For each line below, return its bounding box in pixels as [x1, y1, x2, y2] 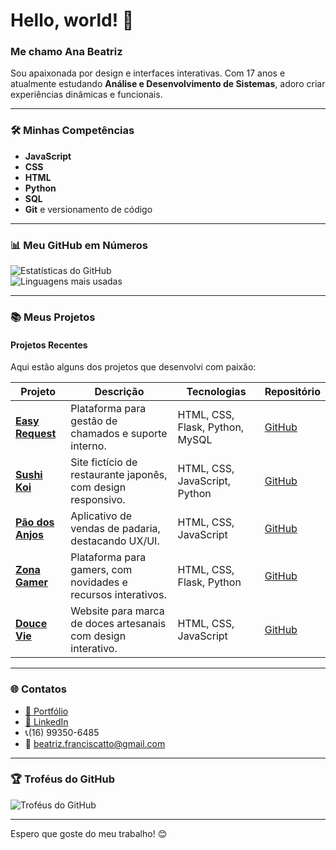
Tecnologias [186, 385, 247, 399]
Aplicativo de [70, 509, 132, 523]
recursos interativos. [70, 588, 167, 602]
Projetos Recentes [10, 339, 88, 351]
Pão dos [15, 515, 55, 529]
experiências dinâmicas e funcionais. [10, 89, 163, 101]
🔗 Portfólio [24, 705, 69, 717]
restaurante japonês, [70, 468, 168, 482]
